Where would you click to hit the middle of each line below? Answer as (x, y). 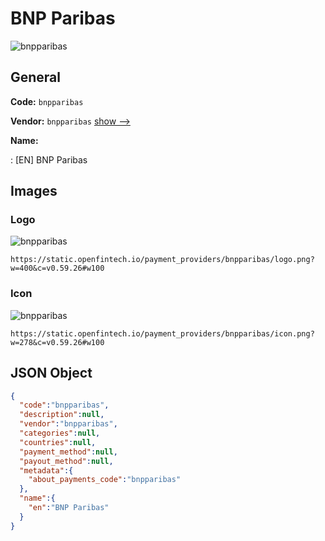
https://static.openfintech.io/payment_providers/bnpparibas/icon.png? (162, 333)
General (36, 77)
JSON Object (51, 373)
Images (34, 191)
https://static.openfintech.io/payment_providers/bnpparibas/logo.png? (162, 260)
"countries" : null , (58, 442)
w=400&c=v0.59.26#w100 (57, 268)
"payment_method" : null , (68, 452)
